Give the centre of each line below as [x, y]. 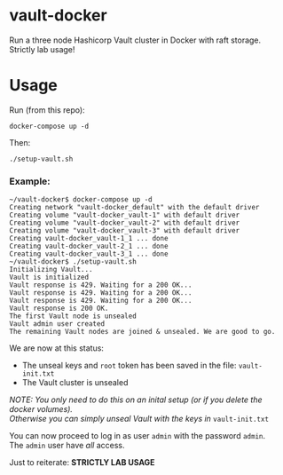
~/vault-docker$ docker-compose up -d [81, 200]
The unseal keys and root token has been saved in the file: [129, 366]
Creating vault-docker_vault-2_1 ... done [89, 246]
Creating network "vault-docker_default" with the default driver [134, 208]
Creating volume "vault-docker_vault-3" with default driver [125, 231]
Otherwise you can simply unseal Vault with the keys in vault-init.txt [139, 419]
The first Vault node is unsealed [73, 316]
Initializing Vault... [51, 270]
